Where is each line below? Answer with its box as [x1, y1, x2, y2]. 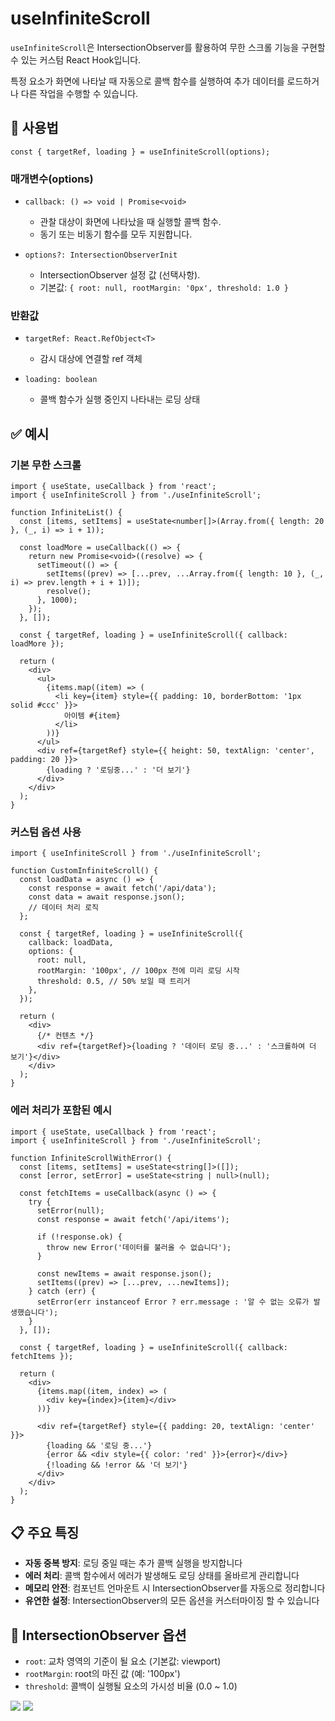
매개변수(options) [10, 172, 94, 186]
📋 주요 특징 [10, 1525, 80, 1542]
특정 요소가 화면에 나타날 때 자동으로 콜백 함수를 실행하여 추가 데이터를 [10, 75, 285, 87]
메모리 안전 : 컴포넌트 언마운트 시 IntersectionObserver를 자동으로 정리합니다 [24, 1582, 326, 1594]
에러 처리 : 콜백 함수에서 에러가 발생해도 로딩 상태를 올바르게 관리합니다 [24, 1570, 300, 1582]
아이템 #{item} [63, 711, 121, 721]
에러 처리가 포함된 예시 [10, 1103, 113, 1117]
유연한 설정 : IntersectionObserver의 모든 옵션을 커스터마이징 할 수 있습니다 [24, 1595, 320, 1607]
